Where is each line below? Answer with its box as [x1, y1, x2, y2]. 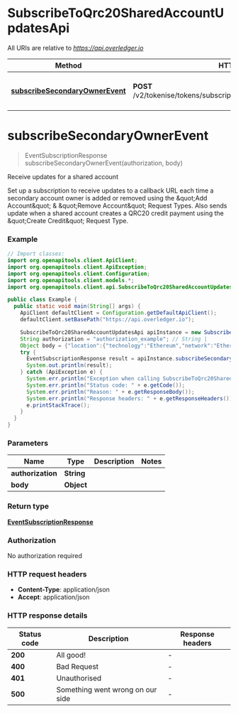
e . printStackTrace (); [25, 402, 91, 409]
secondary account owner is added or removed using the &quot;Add [7, 193, 208, 202]
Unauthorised [56, 673, 102, 683]
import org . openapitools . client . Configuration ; [7, 270, 151, 277]
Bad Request [56, 661, 99, 671]
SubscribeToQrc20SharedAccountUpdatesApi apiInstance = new [20, 328, 201, 336]
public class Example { [7, 296, 78, 304]
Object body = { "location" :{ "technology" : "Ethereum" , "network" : [20, 342, 214, 349]
